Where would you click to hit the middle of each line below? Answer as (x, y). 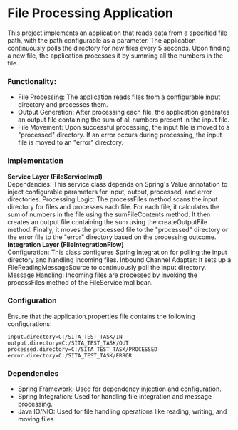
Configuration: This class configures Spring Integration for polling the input (118, 252)
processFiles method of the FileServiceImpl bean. (80, 282)
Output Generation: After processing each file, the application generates (124, 112)
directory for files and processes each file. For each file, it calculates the (114, 206)
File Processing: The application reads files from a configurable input (119, 97)
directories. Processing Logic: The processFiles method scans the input (113, 199)
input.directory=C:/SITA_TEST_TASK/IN (65, 337)
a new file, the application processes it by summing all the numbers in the (115, 56)
